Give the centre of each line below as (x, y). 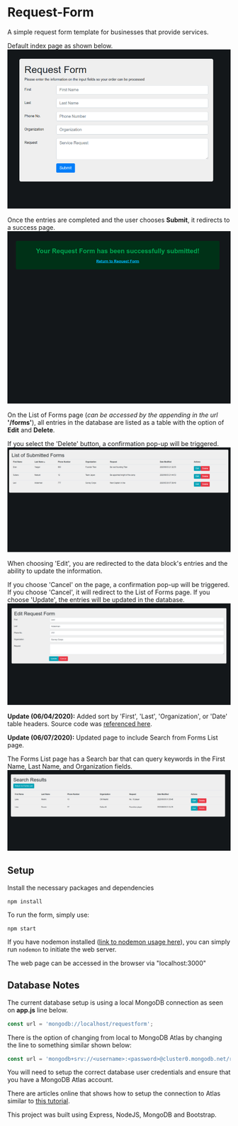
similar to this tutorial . (39, 1101)
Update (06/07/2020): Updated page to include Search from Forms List (113, 737)
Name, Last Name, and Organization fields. (70, 767)
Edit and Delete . (31, 430)
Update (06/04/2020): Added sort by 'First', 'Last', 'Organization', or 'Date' (118, 716)
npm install (25, 901)
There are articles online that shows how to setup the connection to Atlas (114, 1093)
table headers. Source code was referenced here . (80, 724)
